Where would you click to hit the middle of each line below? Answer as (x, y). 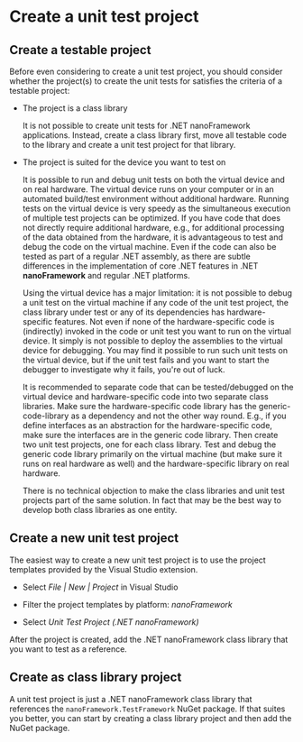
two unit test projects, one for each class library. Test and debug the (149, 444)
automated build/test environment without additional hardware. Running (156, 199)
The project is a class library (75, 108)
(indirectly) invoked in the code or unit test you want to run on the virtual (156, 331)
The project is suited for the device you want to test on (124, 162)
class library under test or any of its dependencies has (124, 312)
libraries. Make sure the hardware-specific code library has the (139, 406)
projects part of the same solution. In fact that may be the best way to (152, 500)
